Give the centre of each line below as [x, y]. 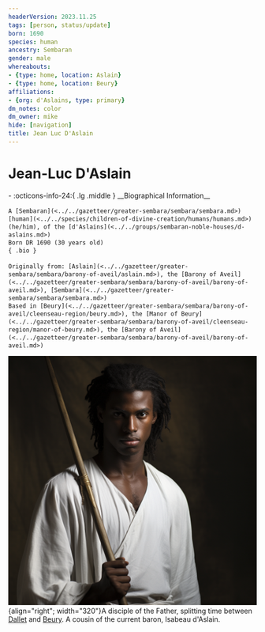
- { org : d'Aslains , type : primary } [67, 100]
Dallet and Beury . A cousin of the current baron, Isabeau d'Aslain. [114, 619]
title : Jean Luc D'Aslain [50, 134]
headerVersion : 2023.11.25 [52, 17]
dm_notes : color [35, 108]
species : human [33, 42]
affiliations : [32, 92]
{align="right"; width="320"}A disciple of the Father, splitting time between [130, 611]
